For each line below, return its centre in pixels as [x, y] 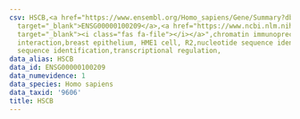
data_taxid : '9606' [46, 92]
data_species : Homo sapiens [62, 84]
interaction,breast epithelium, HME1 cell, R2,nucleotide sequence [146, 42]
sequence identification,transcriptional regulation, [119, 51]
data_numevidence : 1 [48, 76]
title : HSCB [31, 101]
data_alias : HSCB [42, 59]
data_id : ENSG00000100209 [57, 68]
